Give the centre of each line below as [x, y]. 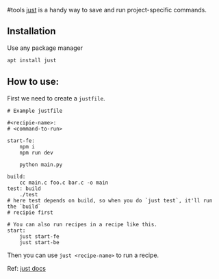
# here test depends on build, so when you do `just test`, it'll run [110, 200]
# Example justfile [35, 111]
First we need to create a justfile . [56, 98]
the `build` [24, 207]
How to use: [33, 82]
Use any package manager [45, 48]
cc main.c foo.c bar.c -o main [64, 183]
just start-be [39, 242]
